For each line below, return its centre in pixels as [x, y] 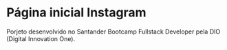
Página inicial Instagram [76, 13]
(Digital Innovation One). [41, 38]
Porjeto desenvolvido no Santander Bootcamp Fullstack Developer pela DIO [113, 32]
